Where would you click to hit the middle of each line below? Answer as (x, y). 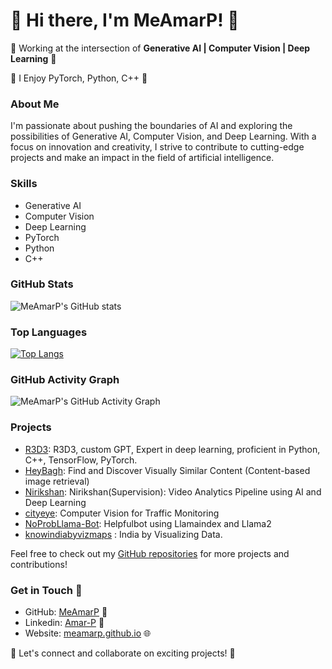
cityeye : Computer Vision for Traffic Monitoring (122, 513)
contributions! (39, 564)
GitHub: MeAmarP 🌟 (66, 612)
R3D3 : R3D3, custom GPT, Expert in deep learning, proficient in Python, (172, 449)
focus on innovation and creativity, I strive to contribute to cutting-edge (157, 147)
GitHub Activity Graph (65, 380)
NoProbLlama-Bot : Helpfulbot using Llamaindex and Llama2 (148, 523)
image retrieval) (57, 481)
